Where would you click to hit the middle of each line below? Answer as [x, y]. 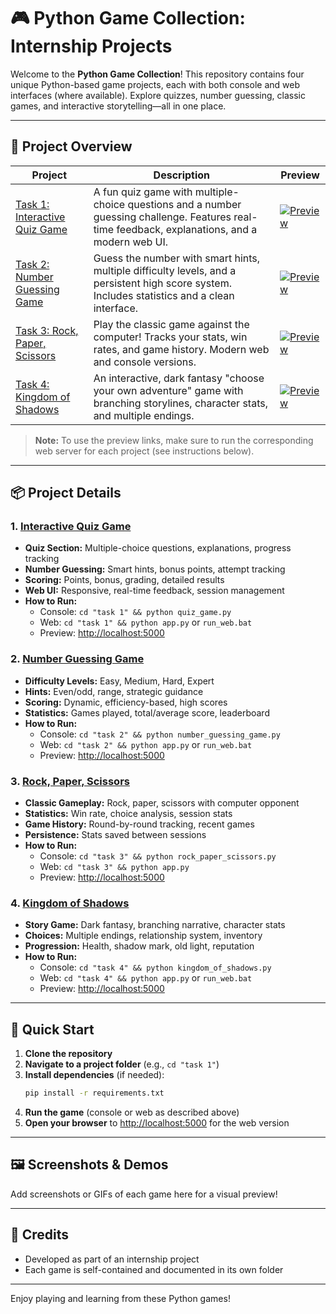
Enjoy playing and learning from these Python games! [120, 1298]
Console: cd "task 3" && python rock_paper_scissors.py [158, 856]
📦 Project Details [66, 493]
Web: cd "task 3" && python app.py [114, 867]
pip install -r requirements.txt [94, 1093]
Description [182, 175]
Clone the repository [68, 1054]
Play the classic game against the [171, 324]
